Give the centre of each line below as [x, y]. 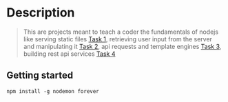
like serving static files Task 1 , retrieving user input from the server [118, 39]
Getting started [40, 75]
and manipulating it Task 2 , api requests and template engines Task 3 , [122, 46]
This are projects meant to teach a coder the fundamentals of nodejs [121, 32]
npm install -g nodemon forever [53, 91]
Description [41, 13]
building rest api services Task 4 [69, 54]
